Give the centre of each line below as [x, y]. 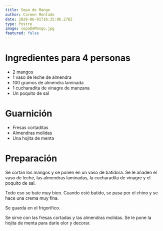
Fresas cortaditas [30, 127]
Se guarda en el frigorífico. [33, 208]
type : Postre [19, 24]
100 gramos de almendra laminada [48, 82]
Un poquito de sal [30, 93]
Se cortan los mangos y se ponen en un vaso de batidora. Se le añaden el [81, 172]
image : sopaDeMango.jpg [30, 29]
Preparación [31, 158]
